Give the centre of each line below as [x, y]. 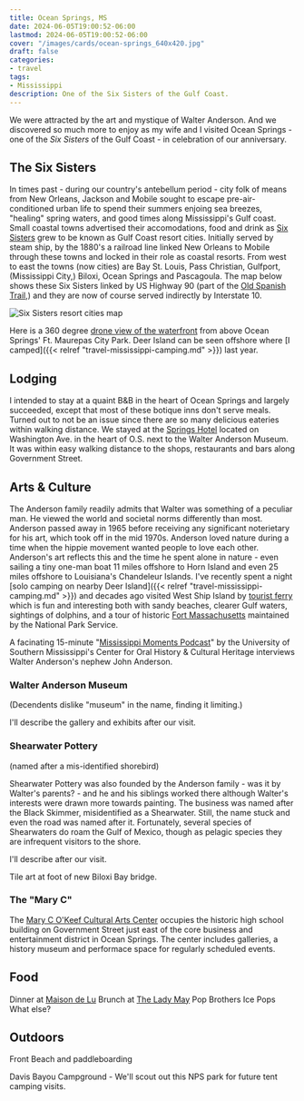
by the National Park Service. [64, 624]
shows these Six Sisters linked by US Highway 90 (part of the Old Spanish [148, 286]
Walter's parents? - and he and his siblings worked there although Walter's [149, 793]
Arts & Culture [50, 487]
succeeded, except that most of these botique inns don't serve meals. [140, 411]
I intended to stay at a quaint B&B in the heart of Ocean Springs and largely [150, 401]
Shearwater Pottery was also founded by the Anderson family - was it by [145, 783]
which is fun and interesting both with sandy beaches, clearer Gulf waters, [148, 605]
